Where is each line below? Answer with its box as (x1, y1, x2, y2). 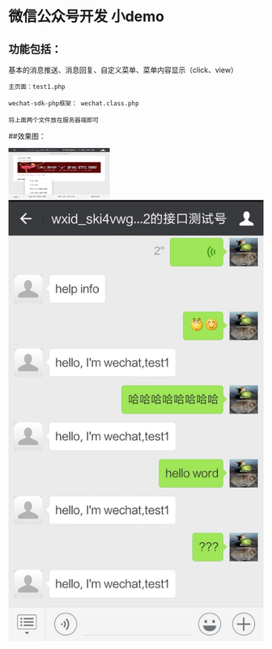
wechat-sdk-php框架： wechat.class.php (8, 100, 139, 108)
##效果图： (8, 131, 46, 141)
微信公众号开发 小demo (8, 7, 164, 26)
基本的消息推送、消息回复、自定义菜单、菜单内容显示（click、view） (8, 66, 239, 74)
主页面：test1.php (8, 83, 66, 91)
